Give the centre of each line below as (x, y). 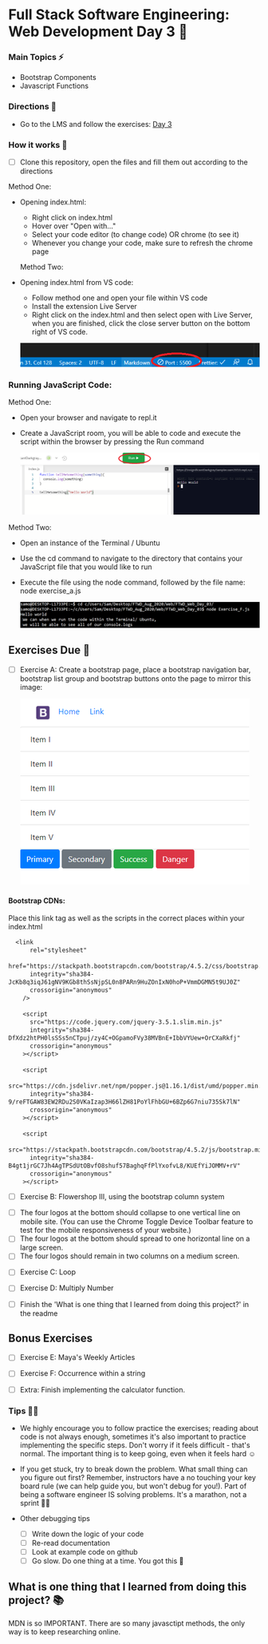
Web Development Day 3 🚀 (98, 32)
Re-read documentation (71, 1543)
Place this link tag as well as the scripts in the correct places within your (126, 918)
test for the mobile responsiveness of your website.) (105, 1230)
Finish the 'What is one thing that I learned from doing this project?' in (134, 1304)
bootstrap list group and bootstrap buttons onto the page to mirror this (135, 678)
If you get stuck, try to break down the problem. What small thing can (134, 1469)
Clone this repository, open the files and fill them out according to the (134, 162)
